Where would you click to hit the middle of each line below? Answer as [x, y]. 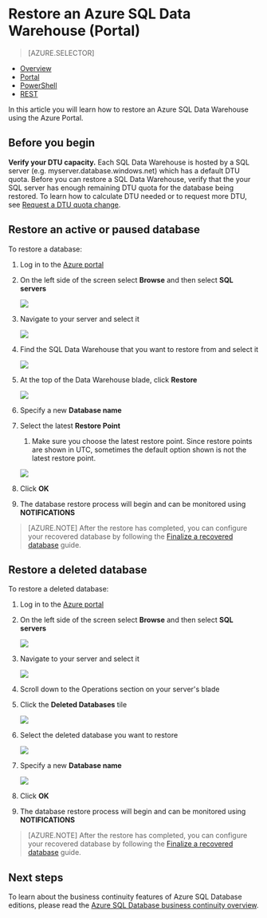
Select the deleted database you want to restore [99, 735]
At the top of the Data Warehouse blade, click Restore [108, 379]
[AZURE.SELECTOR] [61, 53]
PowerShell [38, 85]
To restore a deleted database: [59, 589]
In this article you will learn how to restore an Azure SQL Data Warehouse [129, 109]
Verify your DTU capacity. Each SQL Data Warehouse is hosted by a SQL [129, 162]
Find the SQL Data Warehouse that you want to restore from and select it [139, 349]
